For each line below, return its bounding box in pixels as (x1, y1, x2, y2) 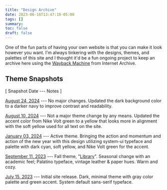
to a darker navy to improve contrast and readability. (5, 103, 113, 109)
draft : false (5, 30, 32, 35)
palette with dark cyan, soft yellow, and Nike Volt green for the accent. (5, 143, 150, 149)
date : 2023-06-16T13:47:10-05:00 (5, 12, 75, 17)
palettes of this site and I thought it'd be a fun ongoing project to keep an (5, 55, 155, 60)
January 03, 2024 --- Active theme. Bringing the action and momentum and (5, 133, 161, 139)
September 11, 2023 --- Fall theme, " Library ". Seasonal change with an (5, 153, 151, 159)
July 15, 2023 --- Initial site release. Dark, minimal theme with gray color (5, 173, 154, 179)
